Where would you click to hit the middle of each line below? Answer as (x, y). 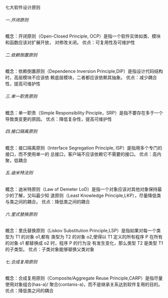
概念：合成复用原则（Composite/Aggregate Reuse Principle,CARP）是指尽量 (84, 278)
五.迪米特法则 (19, 173)
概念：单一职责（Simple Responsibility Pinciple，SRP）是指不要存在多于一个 (84, 113)
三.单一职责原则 (21, 96)
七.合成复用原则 (21, 261)
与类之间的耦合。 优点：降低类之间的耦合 (48, 202)
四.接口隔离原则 (21, 131)
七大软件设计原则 (23, 7)
